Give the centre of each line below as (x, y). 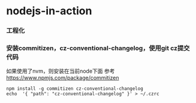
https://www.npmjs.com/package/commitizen (63, 78)
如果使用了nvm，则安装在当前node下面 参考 (61, 71)
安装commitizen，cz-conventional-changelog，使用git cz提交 (98, 48)
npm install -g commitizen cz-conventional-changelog (75, 89)
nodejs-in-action (49, 11)
